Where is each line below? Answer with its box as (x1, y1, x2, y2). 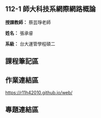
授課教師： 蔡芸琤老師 (5, 19, 51, 25)
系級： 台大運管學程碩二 (5, 41, 56, 47)
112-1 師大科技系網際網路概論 (5, 5, 96, 14)
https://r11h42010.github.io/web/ (5, 90, 73, 96)
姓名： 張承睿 (5, 30, 33, 36)
